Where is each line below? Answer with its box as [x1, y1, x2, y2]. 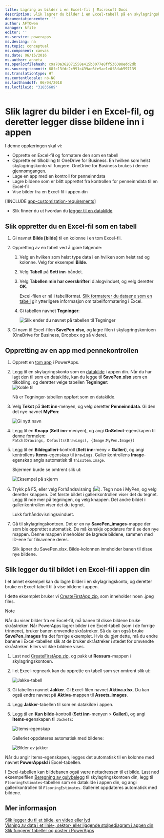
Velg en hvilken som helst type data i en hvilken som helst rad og [19, 254, 150, 260]
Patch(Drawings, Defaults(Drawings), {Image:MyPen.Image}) [12, 438, 135, 443]
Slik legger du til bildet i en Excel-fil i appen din [5, 565, 150, 574]
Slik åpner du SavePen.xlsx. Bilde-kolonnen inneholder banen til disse [12, 546, 153, 552]
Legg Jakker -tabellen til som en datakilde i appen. [12, 701, 114, 707]
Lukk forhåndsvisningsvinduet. [12, 511, 75, 518]
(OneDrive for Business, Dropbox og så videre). [12, 332, 108, 338]
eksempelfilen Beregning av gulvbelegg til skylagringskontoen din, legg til [5, 774, 154, 780]
